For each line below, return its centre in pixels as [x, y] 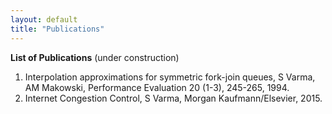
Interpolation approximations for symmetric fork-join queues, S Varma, [170, 77]
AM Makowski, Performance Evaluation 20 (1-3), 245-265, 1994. [157, 87]
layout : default [44, 19]
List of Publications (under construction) [95, 57]
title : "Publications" [57, 29]
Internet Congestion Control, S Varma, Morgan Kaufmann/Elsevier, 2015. [173, 98]
